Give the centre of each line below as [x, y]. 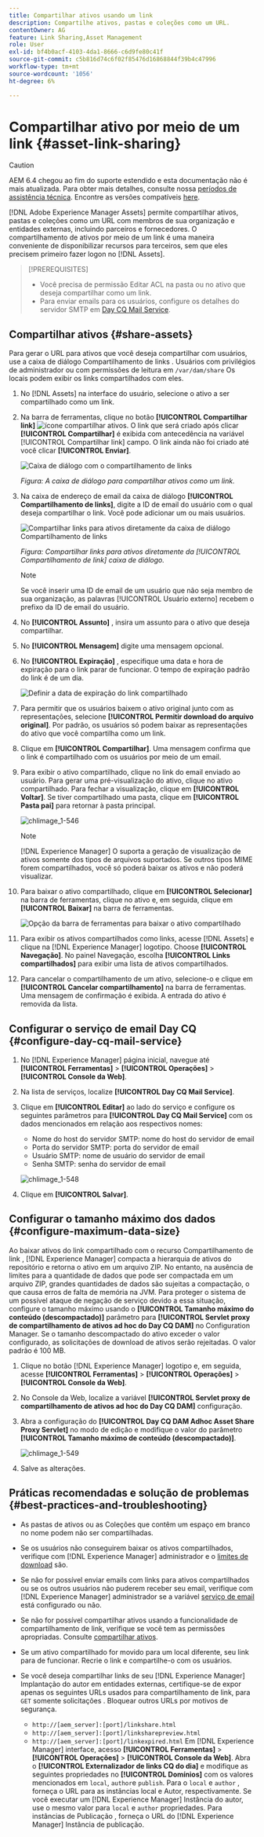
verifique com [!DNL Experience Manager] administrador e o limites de [134, 1556]
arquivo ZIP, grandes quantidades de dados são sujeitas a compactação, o [129, 1283]
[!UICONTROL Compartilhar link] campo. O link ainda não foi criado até [135, 442]
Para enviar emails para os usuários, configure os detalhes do [139, 301]
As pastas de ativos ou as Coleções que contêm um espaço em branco [135, 1524]
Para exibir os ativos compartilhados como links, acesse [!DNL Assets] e [137, 939]
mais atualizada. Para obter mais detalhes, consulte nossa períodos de [123, 189]
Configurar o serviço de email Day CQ [103, 1029]
